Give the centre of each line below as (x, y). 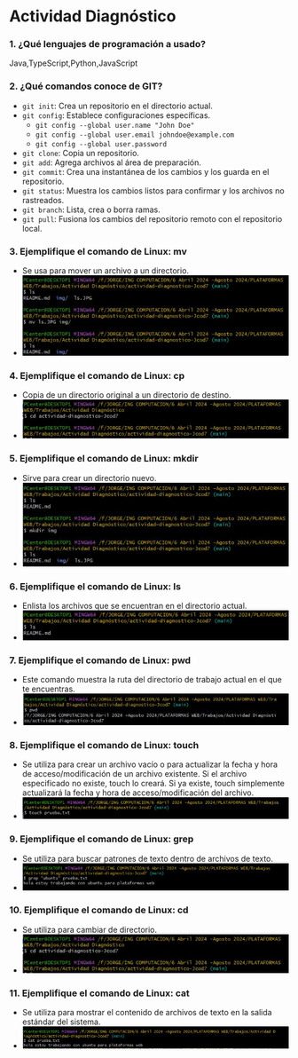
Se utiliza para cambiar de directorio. (90, 929)
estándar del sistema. (61, 1022)
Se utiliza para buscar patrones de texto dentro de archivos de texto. (147, 858)
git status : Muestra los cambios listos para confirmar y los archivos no (153, 190)
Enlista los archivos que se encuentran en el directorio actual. (134, 606)
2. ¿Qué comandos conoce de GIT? (86, 86)
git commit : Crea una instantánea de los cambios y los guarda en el (145, 171)
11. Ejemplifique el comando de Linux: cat (99, 993)
